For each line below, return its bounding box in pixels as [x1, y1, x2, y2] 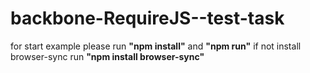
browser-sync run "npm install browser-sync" [10, 50, 205, 62]
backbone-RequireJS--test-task [10, 7, 285, 30]
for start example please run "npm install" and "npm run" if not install [10, 40, 302, 52]
